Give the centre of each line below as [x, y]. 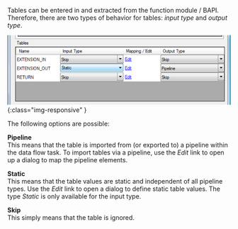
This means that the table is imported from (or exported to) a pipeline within [118, 145]
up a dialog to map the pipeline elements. [68, 160]
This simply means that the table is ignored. [71, 218]
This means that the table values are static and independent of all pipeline [115, 181]
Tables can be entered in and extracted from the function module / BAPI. [113, 10]
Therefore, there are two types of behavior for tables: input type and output [118, 18]
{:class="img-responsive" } [47, 110]
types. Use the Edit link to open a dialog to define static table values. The [114, 189]
